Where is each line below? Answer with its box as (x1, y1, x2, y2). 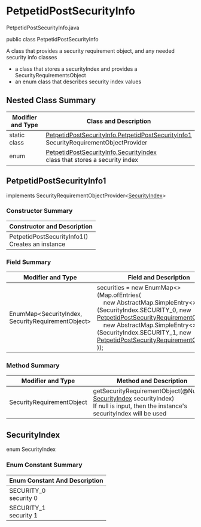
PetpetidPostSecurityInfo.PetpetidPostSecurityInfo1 (45, 131, 192, 139)
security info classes (6, 53, 57, 61)
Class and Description (86, 117, 151, 125)
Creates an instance (9, 240, 66, 248)
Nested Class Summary (6, 95, 96, 106)
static (9, 131, 25, 139)
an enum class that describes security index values (14, 78, 142, 85)
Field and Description (127, 273, 190, 282)
